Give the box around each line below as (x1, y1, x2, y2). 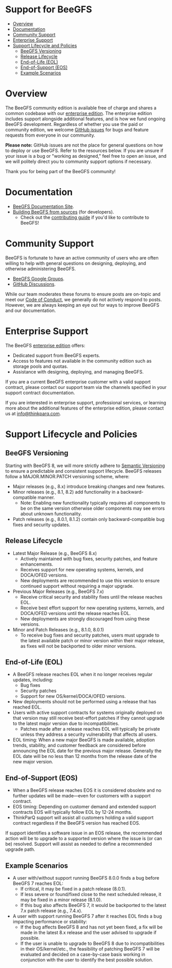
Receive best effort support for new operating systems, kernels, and (20, 605, 165, 611)
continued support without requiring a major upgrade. (20, 583, 134, 589)
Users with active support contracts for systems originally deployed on (12, 710, 162, 716)
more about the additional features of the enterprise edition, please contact (5, 405, 164, 411)
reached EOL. (12, 704, 42, 710)
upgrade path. (5, 846, 35, 852)
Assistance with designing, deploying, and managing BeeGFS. (12, 368, 144, 375)
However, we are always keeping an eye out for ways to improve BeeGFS (5, 302, 160, 308)
